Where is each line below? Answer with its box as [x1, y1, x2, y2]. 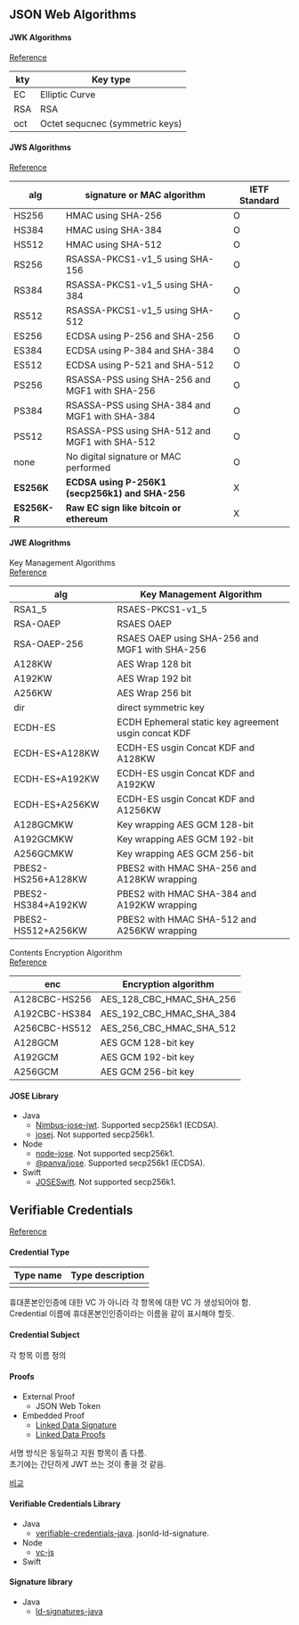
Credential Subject [9, 1329, 80, 1339]
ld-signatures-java [35, 1606, 104, 1617]
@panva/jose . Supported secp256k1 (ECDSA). [35, 1157, 206, 1168]
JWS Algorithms [9, 142, 71, 153]
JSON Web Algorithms [9, 7, 137, 22]
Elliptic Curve [39, 88, 96, 101]
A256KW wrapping [117, 924, 198, 936]
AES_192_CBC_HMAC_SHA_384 [100, 1007, 237, 1020]
